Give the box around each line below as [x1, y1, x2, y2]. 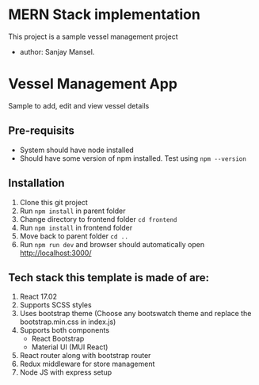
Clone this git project [19, 197, 89, 207]
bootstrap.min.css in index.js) [19, 317, 116, 326]
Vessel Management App [8, 75, 178, 93]
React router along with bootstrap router [19, 351, 151, 360]
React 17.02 [19, 292, 58, 302]
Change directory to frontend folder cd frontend [19, 214, 177, 223]
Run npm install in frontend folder [19, 223, 133, 232]
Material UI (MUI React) [31, 342, 109, 352]
